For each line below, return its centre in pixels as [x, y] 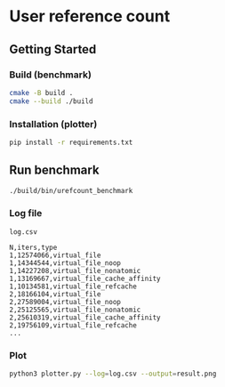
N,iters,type [33, 247]
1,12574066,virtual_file [55, 255]
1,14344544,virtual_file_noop [65, 263]
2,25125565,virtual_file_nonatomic [75, 310]
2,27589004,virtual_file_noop [65, 302]
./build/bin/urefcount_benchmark [71, 190]
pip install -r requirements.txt [71, 142]
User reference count [90, 16]
